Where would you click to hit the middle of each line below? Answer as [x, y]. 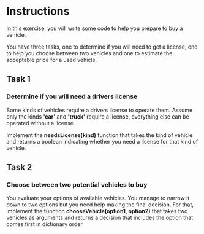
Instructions [38, 11]
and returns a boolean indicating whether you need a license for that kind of [102, 141]
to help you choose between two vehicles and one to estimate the [89, 53]
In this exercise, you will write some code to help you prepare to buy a [95, 28]
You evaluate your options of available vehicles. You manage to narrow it [98, 198]
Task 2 [19, 167]
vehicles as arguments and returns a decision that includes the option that [100, 218]
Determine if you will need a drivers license [72, 96]
